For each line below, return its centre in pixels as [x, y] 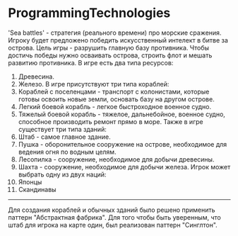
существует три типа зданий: [62, 129]
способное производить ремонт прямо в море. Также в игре [111, 121]
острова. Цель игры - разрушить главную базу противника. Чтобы [109, 47]
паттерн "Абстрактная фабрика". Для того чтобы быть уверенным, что [114, 217]
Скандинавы [37, 189]
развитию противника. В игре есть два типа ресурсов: [91, 62]
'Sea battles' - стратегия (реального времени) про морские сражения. [115, 33]
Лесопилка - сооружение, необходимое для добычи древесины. [116, 159]
